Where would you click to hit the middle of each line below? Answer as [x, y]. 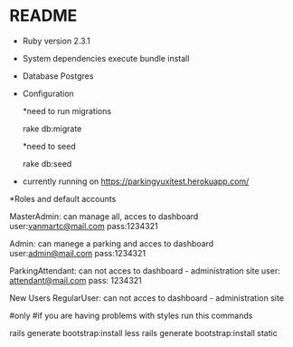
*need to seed [49, 146]
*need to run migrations [66, 111]
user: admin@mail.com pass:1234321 [78, 253]
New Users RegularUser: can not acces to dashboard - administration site [147, 298]
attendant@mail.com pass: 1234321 [76, 280]
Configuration [48, 93]
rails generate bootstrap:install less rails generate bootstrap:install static [143, 333]
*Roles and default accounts [63, 198]
